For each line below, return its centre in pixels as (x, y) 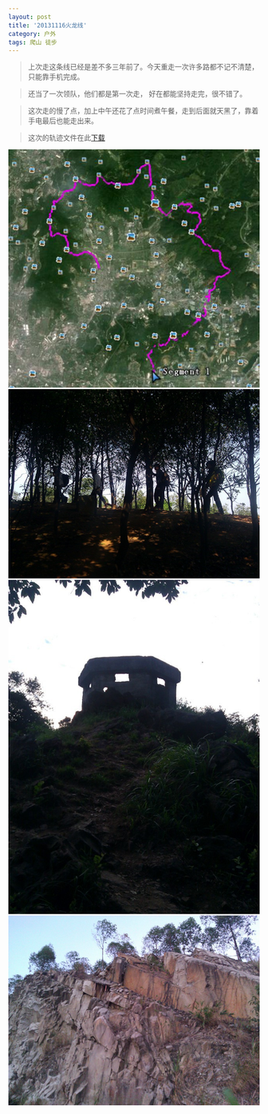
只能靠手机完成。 (56, 77)
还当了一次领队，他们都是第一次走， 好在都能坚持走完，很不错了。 (137, 94)
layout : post (30, 17)
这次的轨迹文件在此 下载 (66, 138)
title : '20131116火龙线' (48, 25)
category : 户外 (32, 34)
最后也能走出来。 (70, 121)
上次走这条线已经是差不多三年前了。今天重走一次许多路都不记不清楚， (143, 67)
